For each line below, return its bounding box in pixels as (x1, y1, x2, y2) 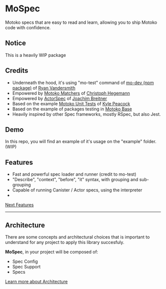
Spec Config (12, 258, 38, 264)
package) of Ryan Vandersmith (12, 85, 76, 91)
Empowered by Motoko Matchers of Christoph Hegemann (12, 90, 130, 96)
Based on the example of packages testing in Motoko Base (12, 106, 132, 112)
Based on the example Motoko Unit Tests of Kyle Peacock (12, 100, 130, 106)
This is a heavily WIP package (5, 52, 66, 58)
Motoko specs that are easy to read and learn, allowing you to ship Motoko (5, 19, 157, 25)
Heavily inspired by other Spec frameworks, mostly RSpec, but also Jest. (12, 111, 161, 117)
